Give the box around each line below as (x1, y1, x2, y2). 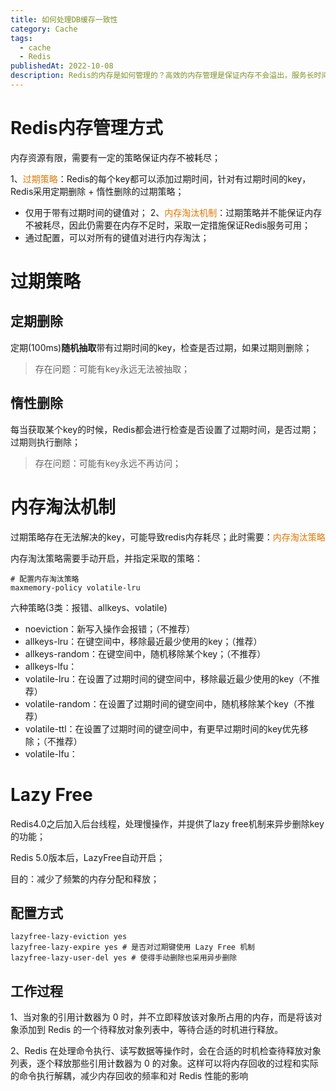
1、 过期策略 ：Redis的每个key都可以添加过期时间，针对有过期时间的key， (10, 172, 312, 185)
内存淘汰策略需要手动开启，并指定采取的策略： (10, 552, 203, 564)
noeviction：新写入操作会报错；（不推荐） (24, 622, 196, 635)
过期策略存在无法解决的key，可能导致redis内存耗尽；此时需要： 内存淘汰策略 (10, 531, 326, 543)
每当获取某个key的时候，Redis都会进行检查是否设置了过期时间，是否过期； (10, 423, 320, 435)
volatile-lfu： (24, 747, 78, 760)
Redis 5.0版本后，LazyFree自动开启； (10, 851, 166, 863)
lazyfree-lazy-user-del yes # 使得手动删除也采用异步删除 (10, 953, 238, 963)
